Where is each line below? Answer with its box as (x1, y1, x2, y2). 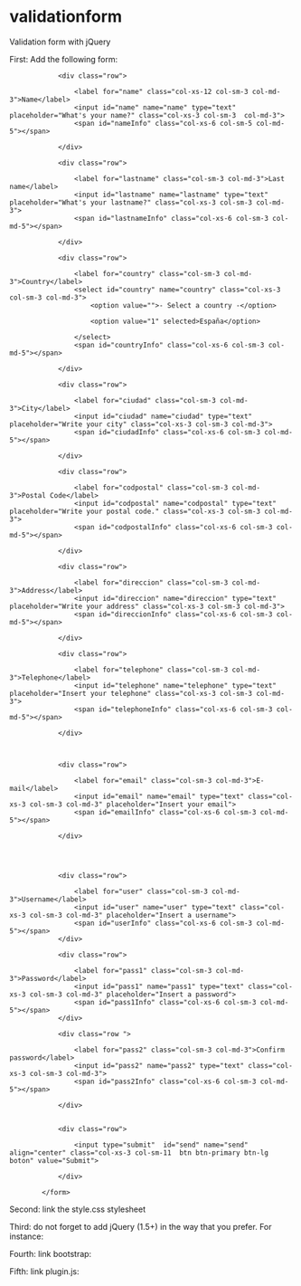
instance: (9, 1231, 44, 1242)
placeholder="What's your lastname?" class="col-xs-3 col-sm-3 (9, 197, 253, 207)
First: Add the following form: (9, 53, 118, 64)
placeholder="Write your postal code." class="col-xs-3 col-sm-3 (9, 507, 260, 516)
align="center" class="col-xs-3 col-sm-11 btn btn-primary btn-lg (9, 1148, 269, 1157)
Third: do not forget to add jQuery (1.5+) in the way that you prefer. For (9, 1221, 273, 1232)
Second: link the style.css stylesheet (9, 1204, 146, 1215)
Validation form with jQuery (9, 36, 111, 47)
